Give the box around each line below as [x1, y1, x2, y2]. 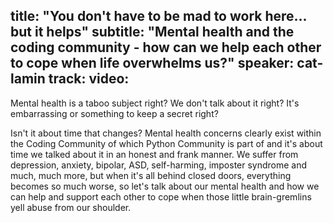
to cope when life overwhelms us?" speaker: [10, 55, 295, 72]
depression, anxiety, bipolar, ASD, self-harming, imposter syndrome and [10, 159, 308, 171]
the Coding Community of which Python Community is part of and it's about [10, 137, 323, 149]
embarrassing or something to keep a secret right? [10, 107, 219, 119]
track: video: [48, 70, 130, 88]
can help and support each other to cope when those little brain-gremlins [10, 190, 312, 203]
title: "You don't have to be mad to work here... [10, 8, 307, 25]
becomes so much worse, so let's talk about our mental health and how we [10, 180, 320, 192]
